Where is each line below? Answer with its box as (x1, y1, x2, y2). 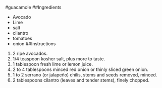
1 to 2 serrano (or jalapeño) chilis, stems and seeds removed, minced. (12, 72, 157, 77)
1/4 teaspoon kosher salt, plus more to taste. (12, 56, 105, 62)
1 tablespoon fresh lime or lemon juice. (12, 61, 93, 67)
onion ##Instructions (12, 41, 56, 47)
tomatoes (12, 35, 33, 41)
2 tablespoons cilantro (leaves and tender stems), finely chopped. (12, 77, 150, 83)
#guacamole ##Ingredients (5, 5, 62, 10)
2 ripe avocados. (12, 50, 48, 56)
